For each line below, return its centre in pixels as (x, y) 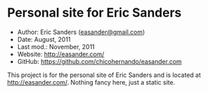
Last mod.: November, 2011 (56, 46)
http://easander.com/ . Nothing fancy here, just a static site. (91, 82)
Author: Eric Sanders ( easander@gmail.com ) (81, 32)
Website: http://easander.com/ (61, 54)
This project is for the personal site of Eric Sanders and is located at (104, 75)
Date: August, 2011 (44, 39)
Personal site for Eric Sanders (94, 13)
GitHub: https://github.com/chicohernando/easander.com (99, 61)
